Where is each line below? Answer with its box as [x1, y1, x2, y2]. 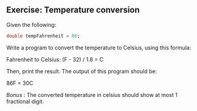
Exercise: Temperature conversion [6, 5, 140, 15]
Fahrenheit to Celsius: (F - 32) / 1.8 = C [6, 56, 104, 63]
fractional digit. [6, 98, 44, 105]
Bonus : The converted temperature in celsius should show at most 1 [6, 91, 178, 98]
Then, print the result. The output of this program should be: [6, 67, 157, 75]
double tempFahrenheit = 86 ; [6, 33, 80, 39]
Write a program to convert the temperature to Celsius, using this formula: [6, 44, 192, 51]
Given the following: [6, 21, 57, 28]
